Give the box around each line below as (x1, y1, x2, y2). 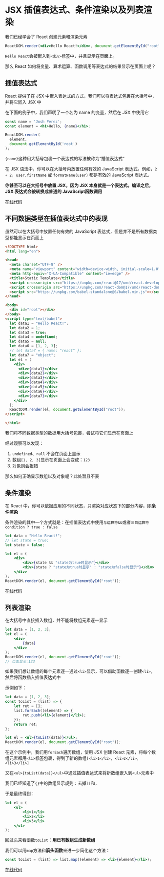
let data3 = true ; (9, 330, 47, 335)
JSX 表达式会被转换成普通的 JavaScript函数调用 (5, 188, 102, 194)
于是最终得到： (5, 791, 35, 796)
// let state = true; (5, 538, 49, 543)
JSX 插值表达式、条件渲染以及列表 (5, 4, 144, 16)
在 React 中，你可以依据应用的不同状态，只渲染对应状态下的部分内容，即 (5, 502, 152, 508)
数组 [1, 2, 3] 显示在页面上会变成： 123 (12, 457, 90, 463)
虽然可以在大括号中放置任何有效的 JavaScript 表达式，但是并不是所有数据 (5, 228, 153, 234)
